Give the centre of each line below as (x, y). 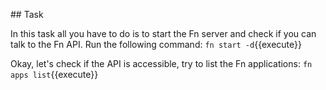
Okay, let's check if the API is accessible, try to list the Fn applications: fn (161, 63)
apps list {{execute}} (54, 74)
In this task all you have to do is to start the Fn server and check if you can (163, 33)
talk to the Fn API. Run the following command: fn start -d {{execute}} (156, 44)
